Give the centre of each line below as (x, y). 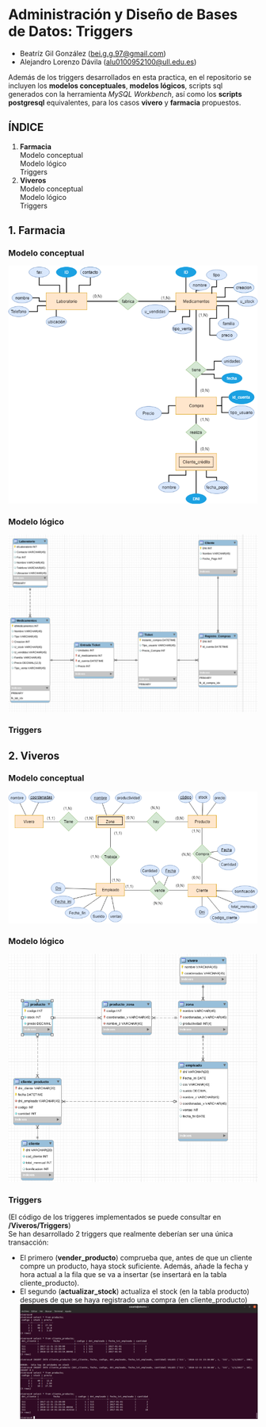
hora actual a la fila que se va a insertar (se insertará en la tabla (123, 1275)
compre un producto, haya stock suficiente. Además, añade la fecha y (134, 1266)
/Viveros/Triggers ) (40, 1226)
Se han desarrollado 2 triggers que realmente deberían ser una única (121, 1234)
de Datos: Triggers (70, 31)
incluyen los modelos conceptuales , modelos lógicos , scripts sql (116, 86)
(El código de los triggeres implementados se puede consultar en (115, 1217)
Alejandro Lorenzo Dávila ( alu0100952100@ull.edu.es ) (108, 62)
